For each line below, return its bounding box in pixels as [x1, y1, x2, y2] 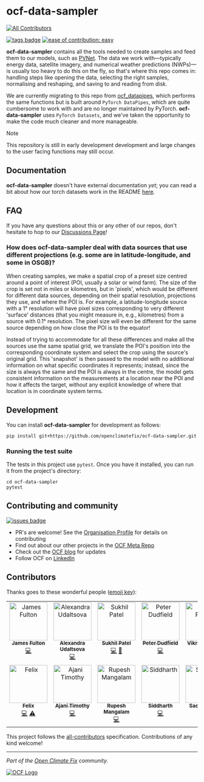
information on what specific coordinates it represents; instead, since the [6, 362, 189, 369]
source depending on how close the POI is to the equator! [6, 324, 151, 331]
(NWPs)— [171, 61, 197, 68]
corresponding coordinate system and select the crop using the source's [6, 348, 189, 356]
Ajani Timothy [55, 702, 90, 709]
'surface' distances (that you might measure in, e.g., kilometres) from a [6, 311, 184, 318]
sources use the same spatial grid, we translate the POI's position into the [6, 342, 191, 349]
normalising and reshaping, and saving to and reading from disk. [6, 80, 168, 87]
